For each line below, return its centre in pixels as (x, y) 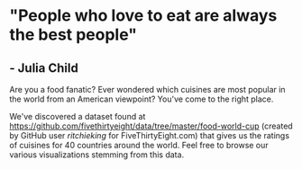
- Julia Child (44, 68)
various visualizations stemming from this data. (97, 155)
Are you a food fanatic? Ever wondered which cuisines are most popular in (147, 89)
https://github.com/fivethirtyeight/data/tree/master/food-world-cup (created (151, 126)
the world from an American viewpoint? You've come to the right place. (142, 99)
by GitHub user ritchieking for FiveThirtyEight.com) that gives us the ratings (150, 135)
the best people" (73, 35)
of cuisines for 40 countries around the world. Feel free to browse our (139, 145)
